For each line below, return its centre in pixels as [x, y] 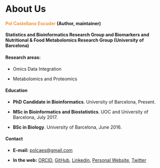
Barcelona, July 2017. [35, 117]
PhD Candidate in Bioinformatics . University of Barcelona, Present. [84, 102]
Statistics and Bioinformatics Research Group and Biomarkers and [77, 35]
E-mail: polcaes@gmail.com [43, 150]
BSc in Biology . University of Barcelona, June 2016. [67, 127]
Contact [14, 139]
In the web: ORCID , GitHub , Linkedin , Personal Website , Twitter [79, 160]
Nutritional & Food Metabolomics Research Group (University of [75, 40]
